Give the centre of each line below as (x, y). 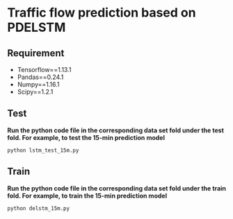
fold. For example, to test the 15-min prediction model (86, 137)
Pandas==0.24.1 (40, 77)
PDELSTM (37, 27)
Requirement (36, 53)
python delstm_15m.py (39, 208)
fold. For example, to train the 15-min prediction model (87, 195)
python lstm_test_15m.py (43, 150)
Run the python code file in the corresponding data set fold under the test (116, 130)
